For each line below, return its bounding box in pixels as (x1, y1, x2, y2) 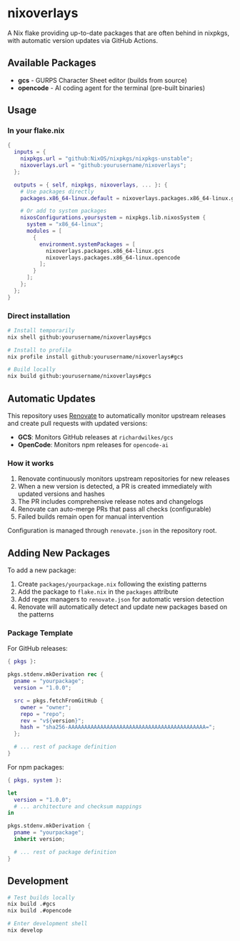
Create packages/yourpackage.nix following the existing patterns (17, 580, 207, 589)
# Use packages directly (20, 188, 94, 195)
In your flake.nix (7, 126, 65, 136)
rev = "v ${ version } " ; (20, 717, 84, 725)
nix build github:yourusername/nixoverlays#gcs (7, 373, 152, 380)
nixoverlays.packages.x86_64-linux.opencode (45, 254, 181, 262)
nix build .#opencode (7, 907, 72, 915)
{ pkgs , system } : (7, 777, 62, 784)
